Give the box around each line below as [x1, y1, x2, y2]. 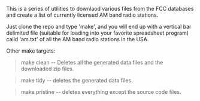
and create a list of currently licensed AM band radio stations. [6, 11, 159, 19]
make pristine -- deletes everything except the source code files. [20, 88, 181, 95]
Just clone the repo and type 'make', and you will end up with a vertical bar [6, 23, 192, 30]
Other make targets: [6, 47, 56, 54]
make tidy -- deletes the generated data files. [20, 77, 133, 84]
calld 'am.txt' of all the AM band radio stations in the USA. [6, 36, 149, 42]
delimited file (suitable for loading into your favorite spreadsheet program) [6, 29, 189, 36]
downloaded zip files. [20, 65, 74, 72]
